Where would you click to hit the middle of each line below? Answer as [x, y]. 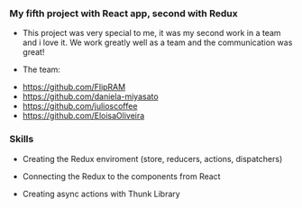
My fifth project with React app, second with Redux [124, 14]
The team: [41, 69]
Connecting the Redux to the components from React [121, 176]
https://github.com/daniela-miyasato [91, 96]
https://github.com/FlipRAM [74, 87]
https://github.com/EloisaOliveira [83, 116]
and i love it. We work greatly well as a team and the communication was [157, 42]
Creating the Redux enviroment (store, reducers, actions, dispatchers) [152, 158]
